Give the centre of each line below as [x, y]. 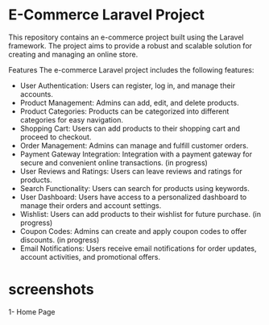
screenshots [51, 290]
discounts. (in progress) [60, 240]
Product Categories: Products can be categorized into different [124, 111]
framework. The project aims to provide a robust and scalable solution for [130, 45]
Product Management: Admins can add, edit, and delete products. [129, 102]
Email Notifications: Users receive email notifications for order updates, [138, 248]
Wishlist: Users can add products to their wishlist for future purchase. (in [141, 214]
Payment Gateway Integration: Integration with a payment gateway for [136, 154]
